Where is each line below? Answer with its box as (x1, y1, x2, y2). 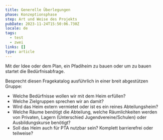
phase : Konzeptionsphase (5, 12, 57, 17)
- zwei (10, 40, 24, 45)
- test (10, 35, 24, 40)
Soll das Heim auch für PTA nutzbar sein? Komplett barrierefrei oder (12, 124, 153, 130)
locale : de (5, 26, 28, 31)
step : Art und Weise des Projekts (5, 16, 78, 21)
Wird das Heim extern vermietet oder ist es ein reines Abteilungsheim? (12, 103, 158, 109)
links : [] (5, 44, 26, 49)
